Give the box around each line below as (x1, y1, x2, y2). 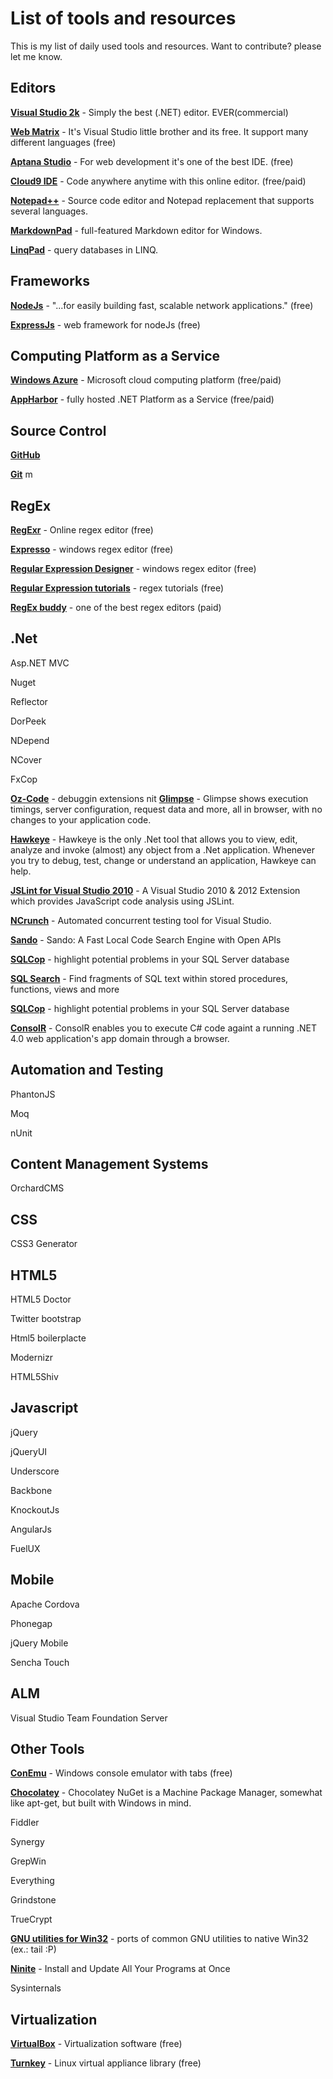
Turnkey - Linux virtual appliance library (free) (10, 2057, 202, 2069)
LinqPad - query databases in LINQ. (10, 243, 159, 256)
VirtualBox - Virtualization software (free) (10, 2038, 183, 2050)
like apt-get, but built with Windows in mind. (10, 1797, 192, 1809)
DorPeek (10, 715, 47, 727)
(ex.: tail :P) (10, 1943, 57, 1956)
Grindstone (10, 1894, 57, 1906)
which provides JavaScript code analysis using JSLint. (10, 895, 235, 907)
